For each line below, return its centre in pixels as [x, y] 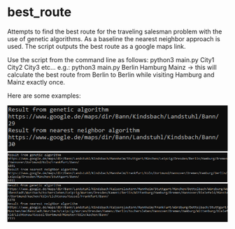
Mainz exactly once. [36, 82]
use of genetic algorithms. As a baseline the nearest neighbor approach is [114, 38]
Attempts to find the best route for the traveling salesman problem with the [115, 31]
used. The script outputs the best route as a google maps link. [97, 46]
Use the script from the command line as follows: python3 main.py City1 [111, 59]
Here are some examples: [44, 96]
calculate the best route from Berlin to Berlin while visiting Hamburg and [111, 75]
